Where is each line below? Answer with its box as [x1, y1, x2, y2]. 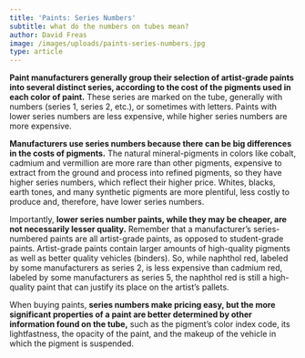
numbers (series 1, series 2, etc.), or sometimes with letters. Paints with [9, 101, 278, 112]
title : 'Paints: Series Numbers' [9, 13, 137, 23]
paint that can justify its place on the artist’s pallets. [36, 281, 229, 292]
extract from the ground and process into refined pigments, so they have [9, 168, 282, 179]
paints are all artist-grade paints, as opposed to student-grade [49, 233, 284, 244]
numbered [9, 233, 48, 244]
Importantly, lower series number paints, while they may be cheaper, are [9, 214, 287, 225]
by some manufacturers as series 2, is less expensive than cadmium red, [9, 262, 283, 273]
